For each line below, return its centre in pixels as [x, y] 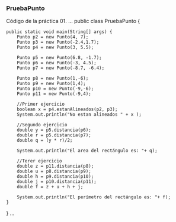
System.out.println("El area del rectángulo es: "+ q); [87, 151]
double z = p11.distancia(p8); [55, 166]
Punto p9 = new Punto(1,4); [51, 84]
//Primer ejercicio [41, 105]
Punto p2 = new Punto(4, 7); [53, 37]
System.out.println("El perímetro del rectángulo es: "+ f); [94, 197]
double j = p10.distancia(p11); [57, 182]
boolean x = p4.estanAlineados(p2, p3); [67, 110]
